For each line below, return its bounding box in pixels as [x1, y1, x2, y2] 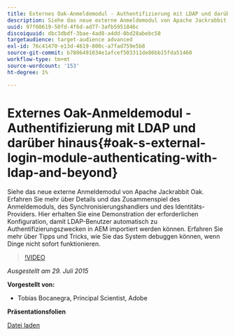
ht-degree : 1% [7, 69, 49, 76]
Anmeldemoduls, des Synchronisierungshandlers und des [7, 202, 174, 211]
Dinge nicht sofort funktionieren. [7, 239, 101, 248]
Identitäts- [175, 202, 205, 211]
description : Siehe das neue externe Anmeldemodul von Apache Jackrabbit [7, 17, 227, 24]
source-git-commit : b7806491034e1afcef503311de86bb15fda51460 [7, 50, 192, 57]
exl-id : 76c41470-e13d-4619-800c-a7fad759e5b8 [7, 43, 145, 50]
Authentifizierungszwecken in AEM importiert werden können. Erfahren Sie [7, 225, 224, 233]
